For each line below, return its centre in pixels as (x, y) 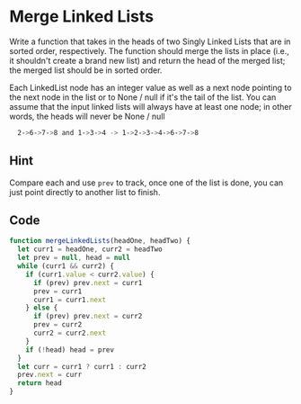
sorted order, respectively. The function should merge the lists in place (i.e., (149, 50)
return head (40, 383)
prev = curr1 (58, 291)
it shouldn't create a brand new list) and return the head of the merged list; (147, 60)
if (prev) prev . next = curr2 (88, 317)
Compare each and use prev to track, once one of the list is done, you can (146, 183)
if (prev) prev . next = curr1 (88, 283)
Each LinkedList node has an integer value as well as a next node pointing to (150, 87)
